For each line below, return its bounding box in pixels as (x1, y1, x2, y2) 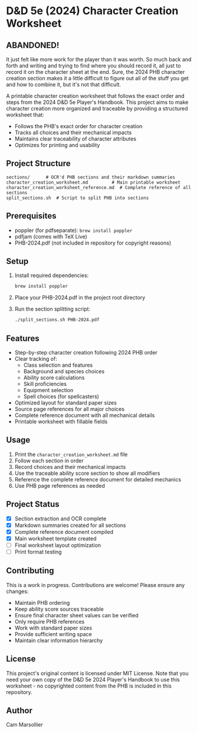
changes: (6, 588, 29, 595)
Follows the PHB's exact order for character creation (14, 123, 143, 129)
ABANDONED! (6, 40, 60, 50)
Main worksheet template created (14, 535, 97, 542)
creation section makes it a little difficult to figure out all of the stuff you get (6, 75, 189, 82)
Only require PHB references (14, 618, 85, 625)
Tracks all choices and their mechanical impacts (14, 129, 132, 136)
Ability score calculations (23, 374, 85, 381)
